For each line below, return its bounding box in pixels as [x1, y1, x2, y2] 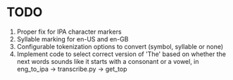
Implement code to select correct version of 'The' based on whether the [16, 50, 227, 58]
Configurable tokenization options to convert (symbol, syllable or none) [16, 42, 224, 51]
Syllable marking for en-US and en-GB [16, 34, 129, 43]
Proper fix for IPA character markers [16, 27, 122, 36]
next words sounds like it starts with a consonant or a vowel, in [16, 57, 199, 65]
